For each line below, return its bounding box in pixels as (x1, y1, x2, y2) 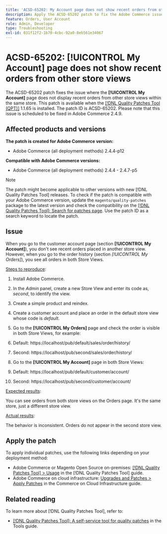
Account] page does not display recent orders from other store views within (5, 95, 162, 101)
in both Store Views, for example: (12, 330, 81, 336)
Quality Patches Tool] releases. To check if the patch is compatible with (5, 192, 152, 198)
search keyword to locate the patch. (5, 213, 79, 219)
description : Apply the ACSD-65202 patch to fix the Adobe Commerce (5, 12, 150, 17)
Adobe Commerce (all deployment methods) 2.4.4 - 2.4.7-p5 (12, 167, 138, 173)
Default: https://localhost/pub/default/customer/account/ (12, 369, 129, 375)
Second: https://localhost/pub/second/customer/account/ (12, 378, 131, 384)
